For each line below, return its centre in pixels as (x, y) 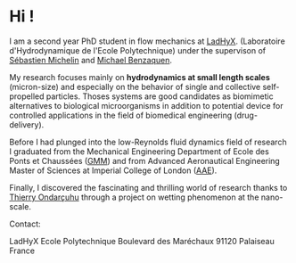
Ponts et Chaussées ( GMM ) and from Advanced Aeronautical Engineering (145, 160)
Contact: (25, 224)
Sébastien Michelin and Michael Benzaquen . (90, 60)
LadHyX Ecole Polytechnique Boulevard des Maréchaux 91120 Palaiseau (142, 241)
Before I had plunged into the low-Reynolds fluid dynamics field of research (148, 142)
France (22, 251)
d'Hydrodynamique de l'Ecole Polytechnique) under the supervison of (138, 50)
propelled (27, 96)
